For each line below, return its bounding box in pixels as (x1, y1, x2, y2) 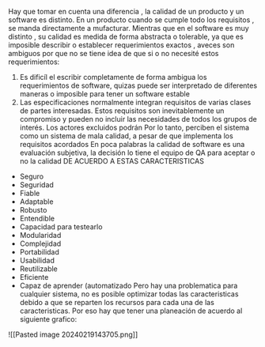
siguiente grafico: (19, 315, 78, 323)
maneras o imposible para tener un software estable (19, 89, 190, 98)
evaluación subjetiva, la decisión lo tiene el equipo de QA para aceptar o (19, 148, 256, 157)
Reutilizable (19, 264, 58, 273)
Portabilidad (19, 247, 59, 256)
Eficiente (19, 273, 49, 281)
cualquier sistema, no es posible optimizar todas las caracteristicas (19, 289, 239, 299)
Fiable (19, 189, 40, 198)
